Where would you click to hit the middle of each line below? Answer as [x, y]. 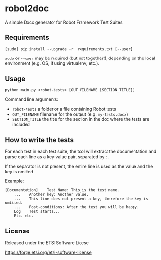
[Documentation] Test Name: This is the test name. [62, 190]
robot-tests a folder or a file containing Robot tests [64, 109]
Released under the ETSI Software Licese [47, 243]
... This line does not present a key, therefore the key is [81, 199]
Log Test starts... [37, 212]
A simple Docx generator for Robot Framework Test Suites [64, 22]
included [21, 124]
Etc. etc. [24, 216]
